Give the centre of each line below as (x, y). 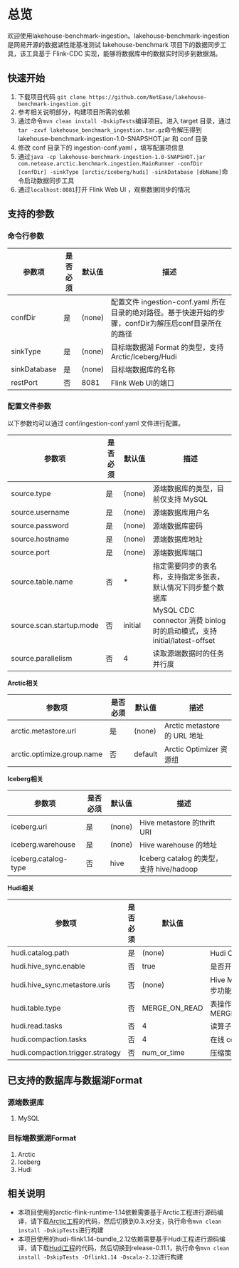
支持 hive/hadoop (169, 869)
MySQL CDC (174, 610)
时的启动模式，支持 (185, 631)
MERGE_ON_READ (172, 1008)
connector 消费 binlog (189, 620)
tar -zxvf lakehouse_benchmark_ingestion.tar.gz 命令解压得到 (110, 130)
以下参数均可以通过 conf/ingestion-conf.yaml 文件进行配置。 (96, 423)
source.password (40, 525)
